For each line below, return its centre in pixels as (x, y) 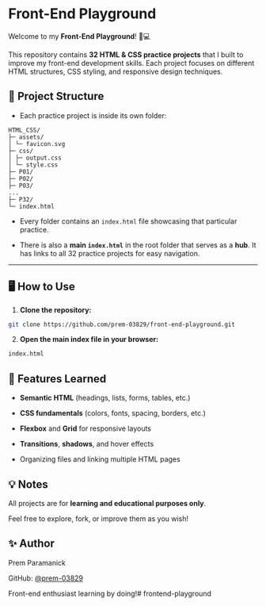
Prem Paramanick (37, 562)
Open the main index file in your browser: (89, 339)
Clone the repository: (55, 309)
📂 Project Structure (56, 96)
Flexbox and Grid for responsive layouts (85, 428)
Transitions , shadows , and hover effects (87, 444)
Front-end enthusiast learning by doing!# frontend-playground (110, 593)
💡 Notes (28, 484)
